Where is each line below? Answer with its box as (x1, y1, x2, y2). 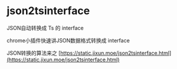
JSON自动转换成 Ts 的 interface (6, 24, 84, 31)
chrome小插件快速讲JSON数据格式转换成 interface (6, 37, 130, 44)
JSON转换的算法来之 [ (6, 49, 61, 57)
